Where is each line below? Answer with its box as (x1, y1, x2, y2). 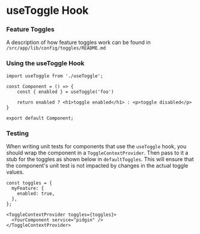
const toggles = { (6, 180, 52, 186)
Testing (6, 129, 29, 138)
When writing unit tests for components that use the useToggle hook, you (6, 143, 187, 150)
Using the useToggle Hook (6, 59, 85, 68)
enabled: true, (17, 191, 55, 197)
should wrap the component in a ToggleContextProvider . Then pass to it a (6, 149, 189, 157)
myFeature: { (11, 185, 44, 192)
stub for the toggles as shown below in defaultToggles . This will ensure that (6, 156, 194, 163)
